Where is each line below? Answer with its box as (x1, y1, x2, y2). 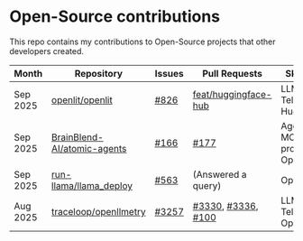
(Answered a (192, 168, 247, 181)
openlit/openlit (50, 93, 113, 106)
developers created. (9, 45, 84, 56)
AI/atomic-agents (50, 142, 127, 154)
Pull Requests (202, 67, 263, 79)
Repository (74, 67, 124, 79)
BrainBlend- (50, 131, 104, 144)
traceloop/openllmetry (50, 205, 146, 218)
